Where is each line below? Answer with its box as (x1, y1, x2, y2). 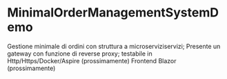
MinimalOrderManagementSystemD (7, 5, 219, 21)
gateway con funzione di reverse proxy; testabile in (7, 49, 153, 58)
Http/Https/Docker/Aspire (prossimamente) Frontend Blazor (7, 56, 177, 65)
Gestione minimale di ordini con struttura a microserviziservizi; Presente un (7, 42, 221, 50)
